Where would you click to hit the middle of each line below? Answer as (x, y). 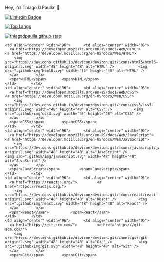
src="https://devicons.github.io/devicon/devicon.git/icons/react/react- (82, 195)
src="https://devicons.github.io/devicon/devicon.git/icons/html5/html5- (82, 62)
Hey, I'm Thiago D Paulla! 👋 (32, 8)
